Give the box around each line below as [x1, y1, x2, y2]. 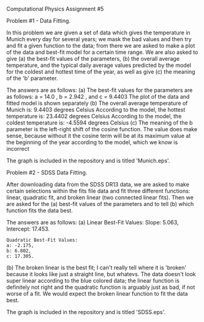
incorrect [6, 145, 29, 152]
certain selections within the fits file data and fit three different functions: [6, 187, 191, 194]
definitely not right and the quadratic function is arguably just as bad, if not [6, 283, 195, 291]
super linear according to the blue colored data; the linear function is [6, 277, 179, 284]
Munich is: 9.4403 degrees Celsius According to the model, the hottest [6, 106, 186, 113]
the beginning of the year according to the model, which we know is [6, 139, 178, 146]
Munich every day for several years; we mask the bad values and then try [6, 36, 192, 42]
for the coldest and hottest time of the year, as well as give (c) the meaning [6, 68, 195, 75]
